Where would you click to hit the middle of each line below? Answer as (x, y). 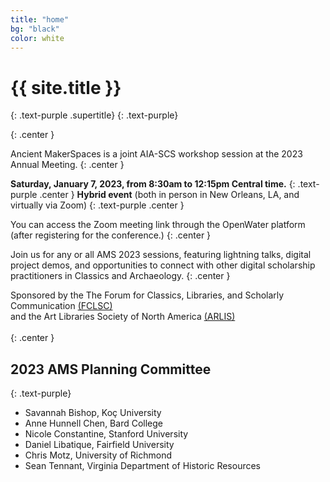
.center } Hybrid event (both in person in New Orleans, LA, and (169, 195)
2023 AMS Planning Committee (111, 369)
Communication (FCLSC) (61, 306)
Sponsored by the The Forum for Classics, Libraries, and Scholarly (147, 295)
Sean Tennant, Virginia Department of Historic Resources (143, 466)
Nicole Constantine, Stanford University (106, 434)
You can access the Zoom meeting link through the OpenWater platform (158, 225)
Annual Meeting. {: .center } (67, 165)
